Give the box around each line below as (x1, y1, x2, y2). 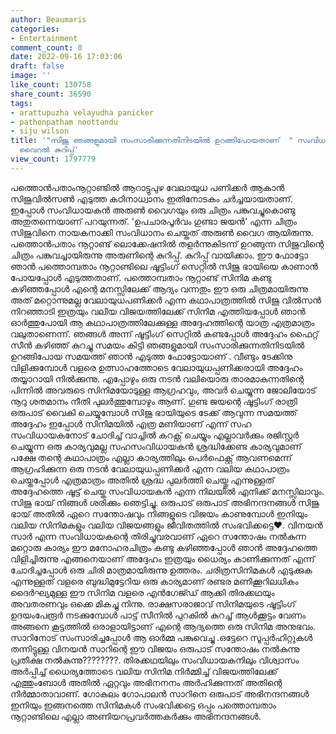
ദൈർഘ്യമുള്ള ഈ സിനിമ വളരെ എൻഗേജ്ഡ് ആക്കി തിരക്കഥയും (10, 586, 275, 598)
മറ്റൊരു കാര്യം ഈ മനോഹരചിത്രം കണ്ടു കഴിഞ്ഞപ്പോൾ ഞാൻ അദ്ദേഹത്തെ (10, 541, 318, 553)
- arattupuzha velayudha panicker (10, 107, 155, 118)
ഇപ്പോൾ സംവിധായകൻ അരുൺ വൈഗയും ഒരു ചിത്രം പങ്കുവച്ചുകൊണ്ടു (10, 204, 296, 216)
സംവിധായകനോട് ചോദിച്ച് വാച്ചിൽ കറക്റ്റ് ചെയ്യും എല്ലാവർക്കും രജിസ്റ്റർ (10, 429, 299, 441)
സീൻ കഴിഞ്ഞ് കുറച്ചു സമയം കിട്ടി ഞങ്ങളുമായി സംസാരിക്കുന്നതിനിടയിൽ (10, 339, 305, 351)
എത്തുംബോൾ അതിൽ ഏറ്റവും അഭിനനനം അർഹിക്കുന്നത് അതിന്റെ (10, 676, 283, 688)
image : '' (10, 71, 52, 81)
